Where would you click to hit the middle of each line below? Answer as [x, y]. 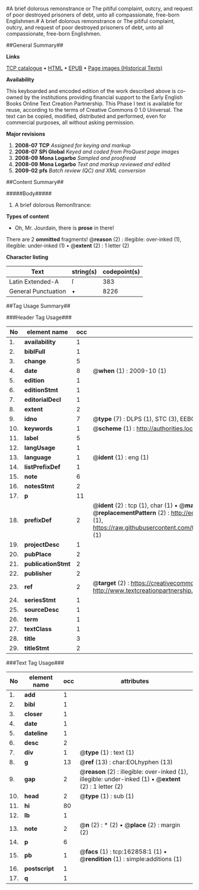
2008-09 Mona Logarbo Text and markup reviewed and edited [92, 164]
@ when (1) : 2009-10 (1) [130, 371]
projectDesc [42, 545]
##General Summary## [35, 45]
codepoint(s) [121, 272]
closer [33, 714]
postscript [39, 868]
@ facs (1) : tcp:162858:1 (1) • [123, 852]
